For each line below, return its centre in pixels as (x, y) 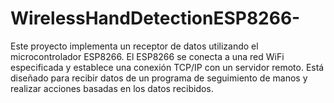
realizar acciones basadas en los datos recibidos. (112, 88)
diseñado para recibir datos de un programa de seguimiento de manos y (159, 78)
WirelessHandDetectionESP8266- (155, 18)
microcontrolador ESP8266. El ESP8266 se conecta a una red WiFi (147, 56)
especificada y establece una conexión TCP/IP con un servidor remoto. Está (167, 67)
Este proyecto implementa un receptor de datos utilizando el (134, 46)
